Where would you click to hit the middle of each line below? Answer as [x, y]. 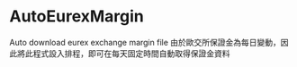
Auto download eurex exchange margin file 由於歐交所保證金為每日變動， [145, 42]
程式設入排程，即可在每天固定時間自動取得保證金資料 [131, 53]
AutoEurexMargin [76, 17]
